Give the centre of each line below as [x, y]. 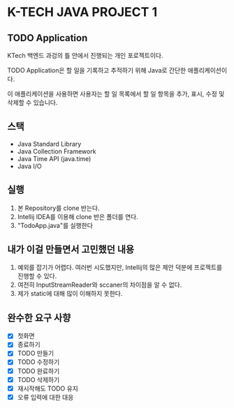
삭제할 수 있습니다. [32, 103]
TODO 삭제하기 [38, 379]
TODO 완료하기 [38, 371]
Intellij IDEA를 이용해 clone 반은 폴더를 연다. [78, 216]
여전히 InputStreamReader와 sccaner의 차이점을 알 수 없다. [100, 285]
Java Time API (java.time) [54, 158]
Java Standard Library [49, 144]
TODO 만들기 [36, 354]
